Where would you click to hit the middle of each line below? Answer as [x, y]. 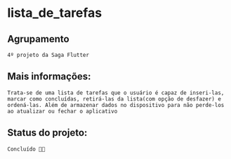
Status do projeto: [47, 133]
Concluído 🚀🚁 [26, 149]
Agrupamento [38, 39]
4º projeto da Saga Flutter [48, 55]
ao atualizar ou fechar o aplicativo [62, 111]
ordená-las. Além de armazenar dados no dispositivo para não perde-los [116, 105]
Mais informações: [49, 76]
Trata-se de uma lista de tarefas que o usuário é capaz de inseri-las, [116, 93]
